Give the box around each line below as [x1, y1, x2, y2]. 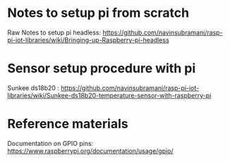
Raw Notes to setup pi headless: [7, 28, 102, 37]
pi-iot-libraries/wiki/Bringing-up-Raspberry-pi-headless [7, 35, 169, 44]
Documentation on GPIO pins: [7, 139, 94, 147]
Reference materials [7, 116, 128, 132]
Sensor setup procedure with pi [7, 61, 196, 77]
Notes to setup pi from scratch [7, 5, 190, 21]
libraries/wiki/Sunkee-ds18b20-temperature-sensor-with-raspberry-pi [7, 91, 212, 99]
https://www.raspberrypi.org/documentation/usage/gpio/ [7, 147, 174, 155]
